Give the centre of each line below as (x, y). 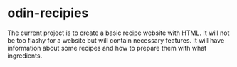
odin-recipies (48, 13)
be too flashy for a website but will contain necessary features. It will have (116, 40)
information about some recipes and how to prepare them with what (107, 48)
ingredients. (25, 56)
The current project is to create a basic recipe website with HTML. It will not (118, 33)
